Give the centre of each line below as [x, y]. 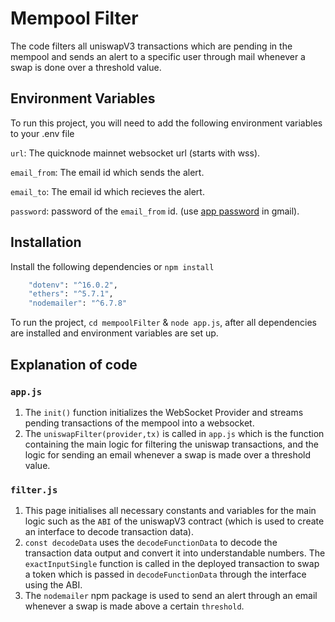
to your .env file [42, 133]
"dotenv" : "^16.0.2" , [73, 285]
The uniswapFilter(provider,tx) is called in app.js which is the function [174, 433]
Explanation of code [74, 364]
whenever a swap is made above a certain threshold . [134, 606]
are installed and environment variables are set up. [114, 333]
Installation [46, 242]
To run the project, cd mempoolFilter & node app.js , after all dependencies [163, 323]
